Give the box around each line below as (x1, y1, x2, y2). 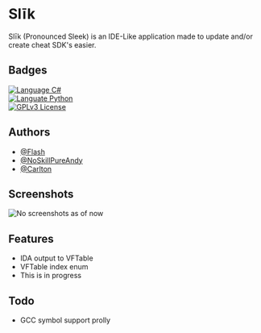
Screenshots (8, 187, 74, 201)
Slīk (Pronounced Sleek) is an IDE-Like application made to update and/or (8, 31, 254, 41)
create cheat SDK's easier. (8, 40, 97, 49)
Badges (8, 64, 48, 77)
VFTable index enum (19, 262, 89, 272)
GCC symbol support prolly (19, 315, 111, 325)
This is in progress (19, 271, 82, 281)
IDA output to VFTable (19, 253, 94, 263)
